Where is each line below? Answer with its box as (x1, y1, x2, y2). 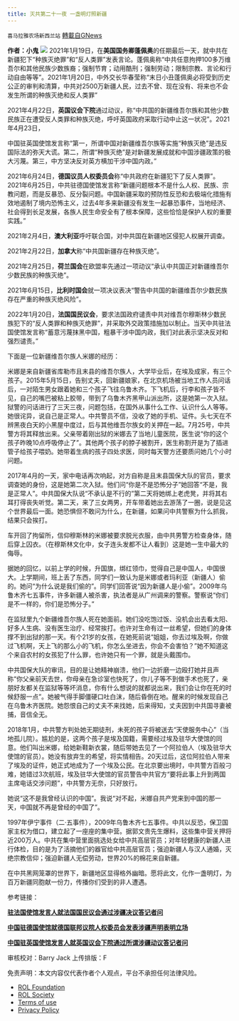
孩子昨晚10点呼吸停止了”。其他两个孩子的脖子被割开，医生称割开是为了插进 (7, 438, 229, 446)
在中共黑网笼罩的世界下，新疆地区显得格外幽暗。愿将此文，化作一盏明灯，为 (7, 868, 232, 877)
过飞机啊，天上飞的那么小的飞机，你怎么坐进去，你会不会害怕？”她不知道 (7, 641, 223, 650)
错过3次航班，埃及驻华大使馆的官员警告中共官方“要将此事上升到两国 (26, 769, 226, 778)
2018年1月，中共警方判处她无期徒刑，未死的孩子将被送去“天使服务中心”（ (7, 725, 223, 734)
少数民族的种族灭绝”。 (7, 270, 73, 279)
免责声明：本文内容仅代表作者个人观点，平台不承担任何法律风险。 (7, 968, 201, 977)
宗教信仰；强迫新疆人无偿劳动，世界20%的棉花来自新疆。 (13, 853, 184, 862)
